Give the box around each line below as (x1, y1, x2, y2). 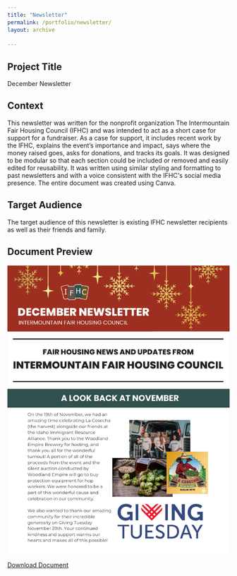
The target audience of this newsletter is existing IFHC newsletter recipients (7, 217, 228, 226)
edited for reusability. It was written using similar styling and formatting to (7, 163, 221, 172)
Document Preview (7, 246, 93, 258)
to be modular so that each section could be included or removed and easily (7, 156, 229, 164)
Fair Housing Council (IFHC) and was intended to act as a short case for (7, 126, 217, 134)
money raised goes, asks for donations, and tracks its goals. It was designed (7, 148, 230, 157)
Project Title (7, 61, 62, 73)
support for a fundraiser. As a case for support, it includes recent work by (7, 133, 221, 142)
